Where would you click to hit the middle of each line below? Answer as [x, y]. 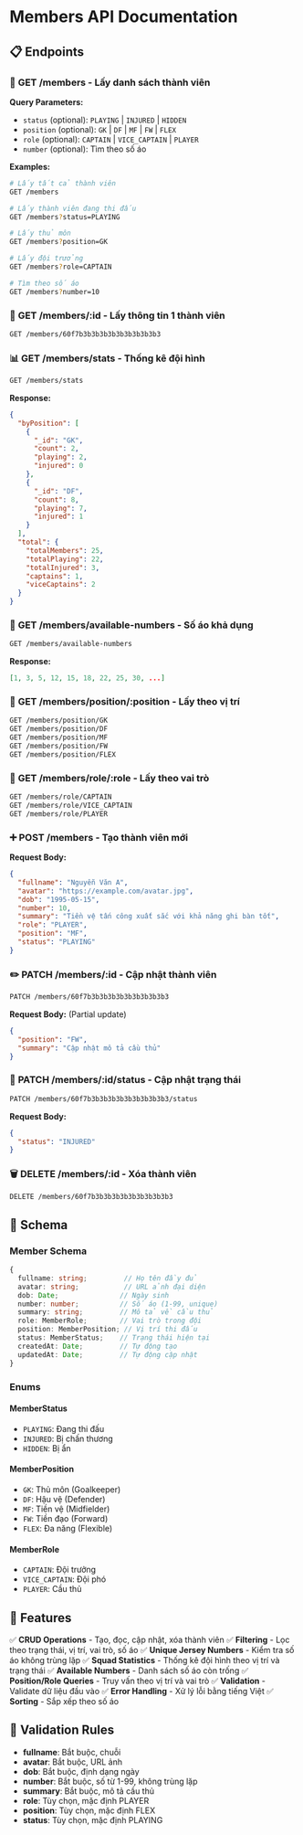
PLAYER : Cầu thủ [52, 1589]
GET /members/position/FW [58, 747]
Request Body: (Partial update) [68, 1014]
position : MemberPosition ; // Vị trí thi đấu [108, 1330]
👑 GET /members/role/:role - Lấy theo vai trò [110, 778]
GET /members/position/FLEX [63, 754]
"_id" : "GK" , [58, 440]
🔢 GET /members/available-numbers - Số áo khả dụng [131, 625]
